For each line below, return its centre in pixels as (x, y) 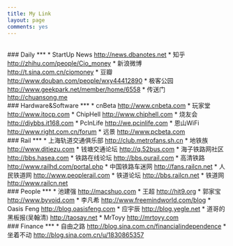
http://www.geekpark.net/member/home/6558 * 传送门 (87, 90)
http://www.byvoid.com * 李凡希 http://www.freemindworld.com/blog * (109, 200)
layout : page (26, 20)
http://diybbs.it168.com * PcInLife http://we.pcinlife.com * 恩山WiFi (103, 123)
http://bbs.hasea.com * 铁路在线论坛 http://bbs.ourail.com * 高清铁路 (106, 158)
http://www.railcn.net (38, 183)
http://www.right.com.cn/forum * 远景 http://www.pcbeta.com (96, 132)
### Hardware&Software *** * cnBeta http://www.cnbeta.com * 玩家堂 (109, 106)
